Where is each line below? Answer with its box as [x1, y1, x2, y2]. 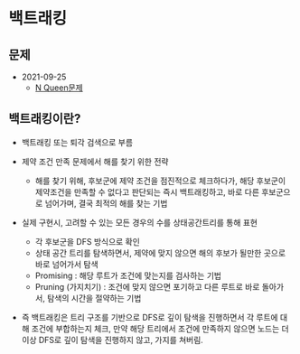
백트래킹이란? [8, 111, 81, 126]
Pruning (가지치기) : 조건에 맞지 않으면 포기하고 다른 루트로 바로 [34, 281, 260, 292]
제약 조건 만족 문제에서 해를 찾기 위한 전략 [21, 155, 169, 167]
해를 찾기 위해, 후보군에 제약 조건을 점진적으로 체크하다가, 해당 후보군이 [34, 175, 286, 186]
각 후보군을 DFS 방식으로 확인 [34, 236, 141, 247]
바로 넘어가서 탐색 [34, 258, 98, 269]
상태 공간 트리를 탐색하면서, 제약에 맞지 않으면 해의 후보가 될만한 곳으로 [34, 247, 286, 258]
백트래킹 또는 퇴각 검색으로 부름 [21, 136, 133, 147]
